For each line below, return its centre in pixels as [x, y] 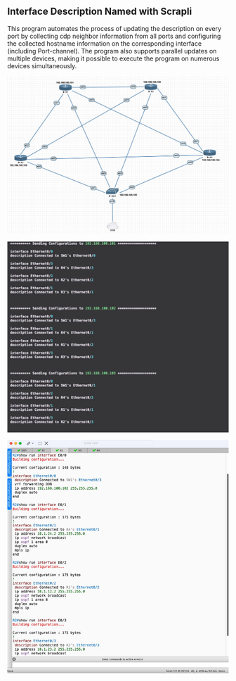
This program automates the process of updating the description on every [114, 28]
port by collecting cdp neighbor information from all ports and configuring [114, 36]
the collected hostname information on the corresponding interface [105, 43]
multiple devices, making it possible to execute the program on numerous [113, 58]
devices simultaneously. [42, 65]
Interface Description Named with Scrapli [100, 12]
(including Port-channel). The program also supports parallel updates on [112, 51]
